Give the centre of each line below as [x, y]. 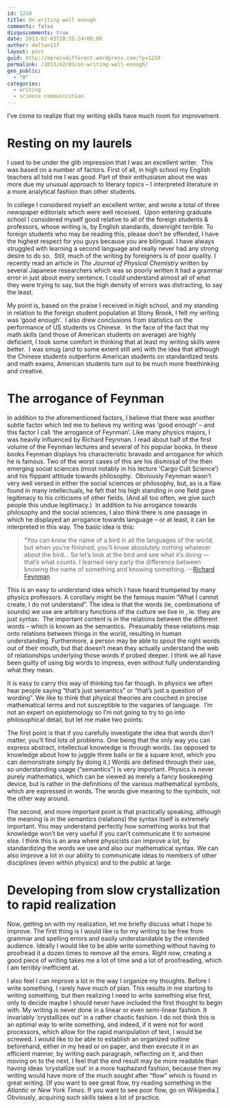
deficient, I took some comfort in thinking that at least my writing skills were [114, 342]
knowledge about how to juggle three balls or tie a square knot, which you [111, 754]
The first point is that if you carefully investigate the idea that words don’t [111, 732]
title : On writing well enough [52, 20]
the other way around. [38, 798]
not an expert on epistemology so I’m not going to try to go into [96, 712]
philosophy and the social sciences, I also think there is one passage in [107, 512]
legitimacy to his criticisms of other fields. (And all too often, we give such [111, 497]
